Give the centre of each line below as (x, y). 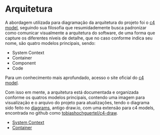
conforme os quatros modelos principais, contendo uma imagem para (75, 97)
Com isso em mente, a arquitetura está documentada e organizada (72, 92)
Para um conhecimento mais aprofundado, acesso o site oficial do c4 (75, 77)
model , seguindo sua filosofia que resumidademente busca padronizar (76, 27)
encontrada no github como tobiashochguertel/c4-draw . (62, 113)
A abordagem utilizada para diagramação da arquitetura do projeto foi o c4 (80, 22)
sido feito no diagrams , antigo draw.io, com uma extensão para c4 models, (80, 108)
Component (24, 63)
